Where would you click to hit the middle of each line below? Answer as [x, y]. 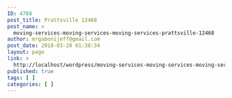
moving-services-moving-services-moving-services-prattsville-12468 [114, 33]
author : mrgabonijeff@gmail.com [54, 39]
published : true [30, 71]
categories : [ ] [30, 84]
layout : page [26, 52]
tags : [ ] [21, 78]
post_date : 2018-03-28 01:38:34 [54, 46]
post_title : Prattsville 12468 [52, 20]
